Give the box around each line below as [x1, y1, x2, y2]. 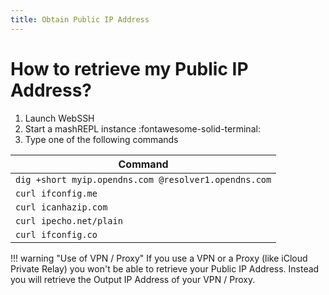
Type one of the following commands [24, 133, 179, 145]
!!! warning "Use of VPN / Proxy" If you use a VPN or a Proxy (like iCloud [10, 252, 308, 264]
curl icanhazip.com [15, 201, 108, 213]
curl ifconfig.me [15, 187, 98, 199]
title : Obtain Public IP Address [10, 14, 150, 25]
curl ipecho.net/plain [15, 215, 123, 226]
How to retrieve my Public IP [10, 57, 249, 80]
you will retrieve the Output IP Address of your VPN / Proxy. [10, 273, 256, 285]
